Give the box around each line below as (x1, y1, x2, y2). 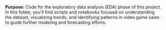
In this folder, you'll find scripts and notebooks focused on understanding (5, 9, 155, 15)
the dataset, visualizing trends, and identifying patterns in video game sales (5, 15, 160, 20)
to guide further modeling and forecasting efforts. (5, 19, 107, 25)
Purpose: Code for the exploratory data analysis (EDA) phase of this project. (5, 4, 162, 10)
